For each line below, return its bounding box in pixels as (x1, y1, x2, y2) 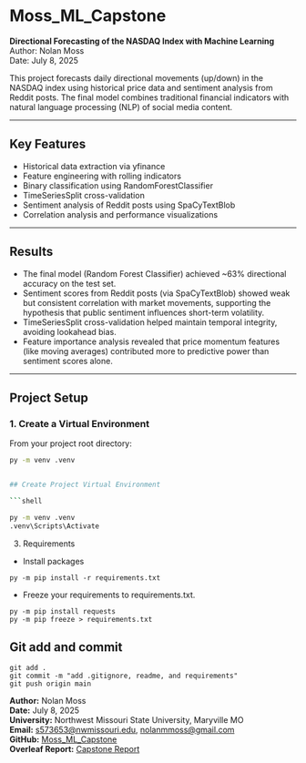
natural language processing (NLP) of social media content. (9, 101, 233, 112)
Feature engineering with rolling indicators (22, 170, 182, 181)
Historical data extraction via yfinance (22, 160, 166, 171)
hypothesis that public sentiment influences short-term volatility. (22, 307, 265, 318)
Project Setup (9, 390, 89, 405)
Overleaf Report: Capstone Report (9, 744, 140, 755)
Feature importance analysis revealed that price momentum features (22, 336, 280, 347)
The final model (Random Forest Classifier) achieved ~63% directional (22, 268, 287, 279)
